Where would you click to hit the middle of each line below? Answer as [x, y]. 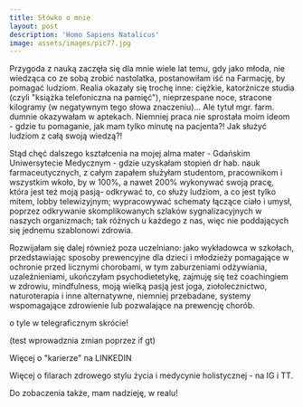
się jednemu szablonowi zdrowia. [71, 231]
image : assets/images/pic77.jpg [70, 43]
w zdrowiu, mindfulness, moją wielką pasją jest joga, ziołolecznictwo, [138, 287]
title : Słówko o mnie [50, 18]
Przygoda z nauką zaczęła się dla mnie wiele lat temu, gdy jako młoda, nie [147, 69]
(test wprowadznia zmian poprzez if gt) [83, 341]
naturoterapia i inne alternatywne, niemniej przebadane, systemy [130, 296]
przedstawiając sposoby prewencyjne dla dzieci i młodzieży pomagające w [149, 258]
